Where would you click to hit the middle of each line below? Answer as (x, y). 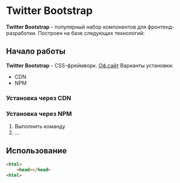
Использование (37, 151)
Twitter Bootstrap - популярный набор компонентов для (76, 27)
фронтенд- (161, 27)
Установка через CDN (39, 98)
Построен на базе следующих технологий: (91, 33)
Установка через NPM (39, 114)
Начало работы (36, 52)
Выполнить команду (40, 126)
